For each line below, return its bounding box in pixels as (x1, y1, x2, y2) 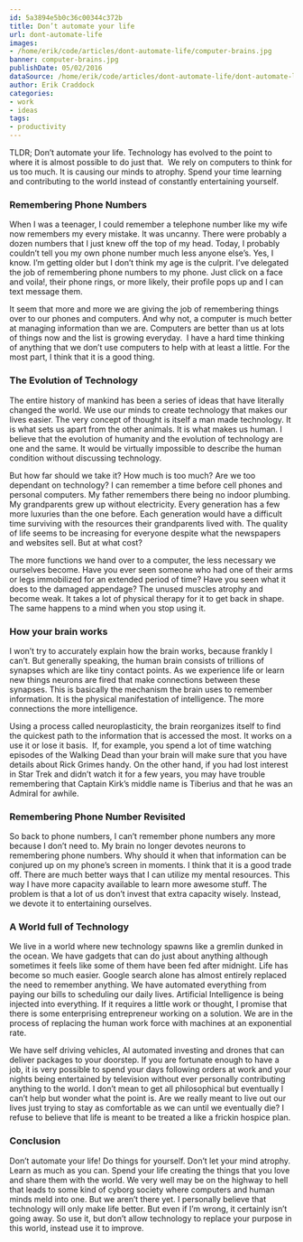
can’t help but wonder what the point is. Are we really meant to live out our (9, 1093, 287, 1104)
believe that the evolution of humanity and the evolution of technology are (9, 433, 284, 444)
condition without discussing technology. (9, 453, 162, 463)
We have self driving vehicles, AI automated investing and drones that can (9, 1045, 285, 1056)
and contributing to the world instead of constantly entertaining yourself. (9, 176, 280, 186)
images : (9, 38, 39, 48)
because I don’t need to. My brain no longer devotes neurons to (9, 841, 246, 852)
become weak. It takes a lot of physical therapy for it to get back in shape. (9, 593, 285, 603)
